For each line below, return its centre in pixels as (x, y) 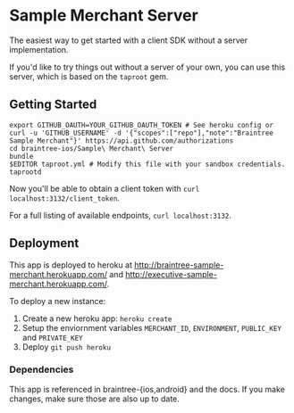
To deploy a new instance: (58, 301)
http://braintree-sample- (179, 265)
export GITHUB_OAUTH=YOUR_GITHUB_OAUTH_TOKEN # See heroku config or (142, 125)
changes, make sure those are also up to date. (95, 399)
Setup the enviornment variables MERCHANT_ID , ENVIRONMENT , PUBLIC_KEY (151, 327)
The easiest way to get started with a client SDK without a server (129, 40)
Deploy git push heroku (67, 347)
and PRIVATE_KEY (52, 337)
